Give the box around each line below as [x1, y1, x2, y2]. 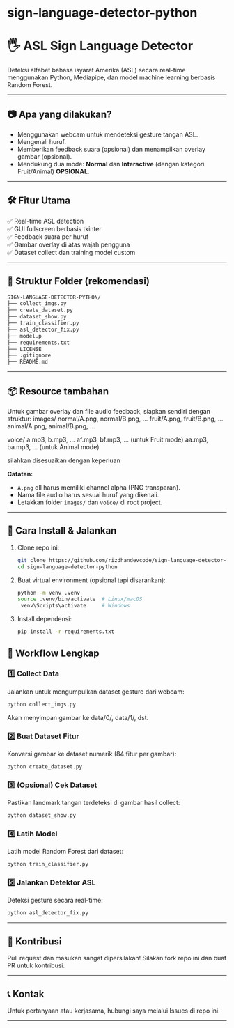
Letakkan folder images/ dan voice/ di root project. [17, 498, 163, 506]
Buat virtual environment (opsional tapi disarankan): [17, 576, 166, 584]
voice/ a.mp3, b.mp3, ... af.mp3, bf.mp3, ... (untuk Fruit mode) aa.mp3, [7, 435, 209, 444]
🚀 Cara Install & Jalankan [7, 524, 117, 537]
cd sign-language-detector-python [17, 563, 118, 570]
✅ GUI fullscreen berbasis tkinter [7, 224, 102, 233]
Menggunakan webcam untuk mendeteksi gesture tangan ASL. [17, 130, 198, 139]
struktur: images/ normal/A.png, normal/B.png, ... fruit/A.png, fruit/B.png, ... [7, 414, 224, 423]
